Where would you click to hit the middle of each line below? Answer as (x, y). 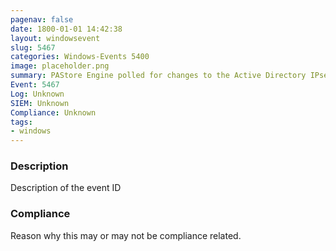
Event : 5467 (35, 85)
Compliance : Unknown (53, 112)
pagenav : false (42, 19)
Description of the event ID (66, 188)
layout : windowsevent (55, 38)
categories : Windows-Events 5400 (80, 57)
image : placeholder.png (60, 66)
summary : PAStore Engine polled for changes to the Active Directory (158, 76)
